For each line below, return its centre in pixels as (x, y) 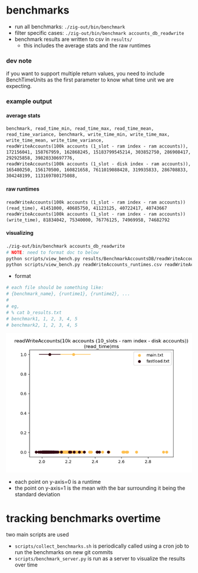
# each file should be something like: (55, 288)
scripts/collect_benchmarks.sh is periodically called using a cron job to (102, 546)
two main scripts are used (37, 535)
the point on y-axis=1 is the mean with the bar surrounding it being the (100, 488)
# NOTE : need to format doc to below (52, 252)
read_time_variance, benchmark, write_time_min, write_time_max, (88, 135)
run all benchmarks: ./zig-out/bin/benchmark (70, 27)
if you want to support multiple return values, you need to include (85, 74)
